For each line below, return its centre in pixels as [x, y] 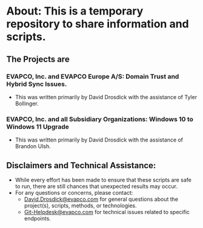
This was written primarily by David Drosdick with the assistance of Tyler [106, 97]
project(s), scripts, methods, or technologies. [80, 205]
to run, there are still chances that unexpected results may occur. [96, 186]
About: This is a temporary [75, 11]
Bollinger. [27, 103]
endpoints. [38, 218]
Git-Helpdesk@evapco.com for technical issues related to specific [107, 212]
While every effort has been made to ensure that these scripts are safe [103, 180]
